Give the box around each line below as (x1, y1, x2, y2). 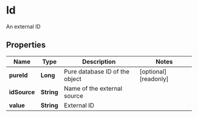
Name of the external (64, 84, 123, 92)
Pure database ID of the (64, 67, 130, 75)
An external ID (6, 23, 41, 30)
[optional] (139, 67, 167, 75)
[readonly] (139, 75, 169, 83)
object (64, 75, 82, 83)
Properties (6, 40, 46, 50)
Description (82, 57, 116, 65)
